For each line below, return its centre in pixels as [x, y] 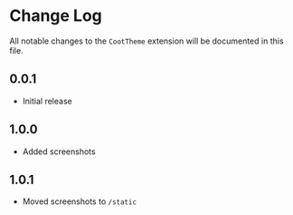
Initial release [47, 101]
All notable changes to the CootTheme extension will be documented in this [146, 41]
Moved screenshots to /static [80, 201]
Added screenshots [59, 151]
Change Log [56, 16]
